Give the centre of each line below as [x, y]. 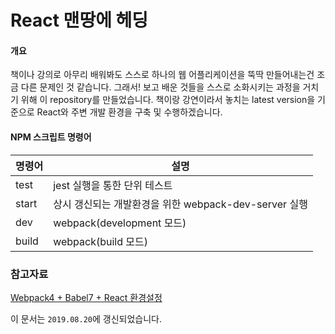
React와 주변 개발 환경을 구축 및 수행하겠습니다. [129, 112]
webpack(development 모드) [120, 223]
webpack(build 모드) [101, 241]
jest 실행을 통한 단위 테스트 [113, 185]
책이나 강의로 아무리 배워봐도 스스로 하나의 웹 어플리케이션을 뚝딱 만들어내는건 [162, 75]
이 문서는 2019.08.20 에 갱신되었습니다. [86, 318]
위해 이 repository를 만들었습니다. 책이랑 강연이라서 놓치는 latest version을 [168, 100]
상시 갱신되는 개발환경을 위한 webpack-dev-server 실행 [180, 204]
